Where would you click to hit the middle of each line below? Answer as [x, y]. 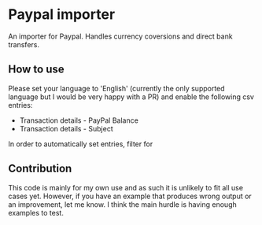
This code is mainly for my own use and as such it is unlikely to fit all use [126, 187]
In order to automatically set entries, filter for [81, 144]
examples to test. [36, 212]
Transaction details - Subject [66, 128]
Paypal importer [62, 15]
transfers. [24, 44]
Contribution [40, 169]
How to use [36, 70]
